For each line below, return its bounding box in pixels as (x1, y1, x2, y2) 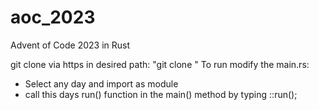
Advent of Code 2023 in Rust (10, 39, 131, 51)
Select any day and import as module (24, 77, 179, 90)
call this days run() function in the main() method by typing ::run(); (24, 88, 298, 100)
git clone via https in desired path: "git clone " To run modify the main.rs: (10, 58, 310, 70)
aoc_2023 (10, 6, 96, 29)
